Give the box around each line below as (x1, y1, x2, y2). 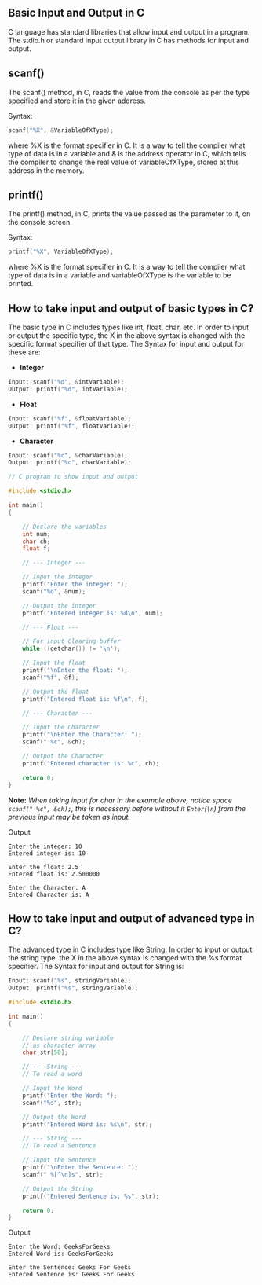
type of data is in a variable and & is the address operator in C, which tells (8, 149, 246, 158)
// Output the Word (22, 1113, 86, 1121)
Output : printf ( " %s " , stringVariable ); (8, 984, 139, 993)
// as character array (22, 1041, 96, 1049)
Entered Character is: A (8, 890, 89, 898)
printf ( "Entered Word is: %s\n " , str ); (22, 1120, 153, 1129)
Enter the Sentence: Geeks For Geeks (8, 1264, 132, 1272)
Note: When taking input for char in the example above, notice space (8, 795, 233, 805)
